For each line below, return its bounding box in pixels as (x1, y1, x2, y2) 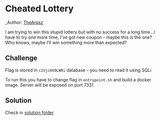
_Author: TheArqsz (5, 19, 44, 25)
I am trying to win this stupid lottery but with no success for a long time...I (5, 29, 155, 35)
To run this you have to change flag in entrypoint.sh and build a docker (5, 76, 152, 82)
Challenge (5, 54, 38, 62)
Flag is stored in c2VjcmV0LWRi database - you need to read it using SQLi (5, 67, 152, 73)
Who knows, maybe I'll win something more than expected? (5, 39, 127, 45)
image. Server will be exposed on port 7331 (5, 82, 94, 88)
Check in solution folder (5, 110, 54, 116)
